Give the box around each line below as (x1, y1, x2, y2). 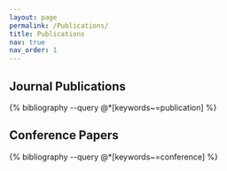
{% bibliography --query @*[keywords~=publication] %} (9, 102, 217, 113)
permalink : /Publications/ (9, 21, 109, 30)
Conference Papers (9, 128, 119, 143)
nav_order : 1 (9, 46, 58, 55)
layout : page (9, 12, 58, 22)
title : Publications (9, 29, 86, 38)
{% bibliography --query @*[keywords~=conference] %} (9, 152, 219, 162)
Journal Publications (9, 79, 127, 94)
